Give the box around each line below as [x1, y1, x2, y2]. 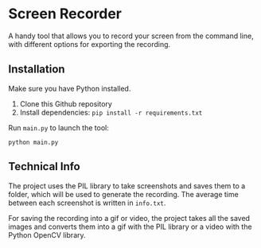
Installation [8, 63, 65, 76]
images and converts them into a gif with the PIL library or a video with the [8, 222, 252, 231]
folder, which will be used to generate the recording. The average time [8, 189, 239, 199]
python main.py [8, 138, 59, 146]
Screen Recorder [8, 5, 122, 23]
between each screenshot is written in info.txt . [8, 198, 166, 207]
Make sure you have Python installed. [8, 83, 131, 93]
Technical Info [8, 160, 81, 173]
